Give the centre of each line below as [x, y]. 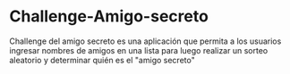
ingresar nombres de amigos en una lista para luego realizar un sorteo [139, 50]
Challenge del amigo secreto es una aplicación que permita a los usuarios [145, 41]
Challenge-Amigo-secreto [109, 16]
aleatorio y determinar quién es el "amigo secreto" [102, 60]
